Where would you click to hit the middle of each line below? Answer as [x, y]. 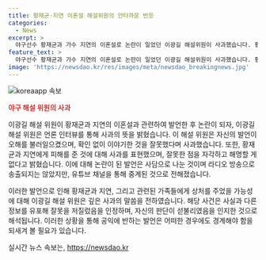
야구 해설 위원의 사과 [40, 107]
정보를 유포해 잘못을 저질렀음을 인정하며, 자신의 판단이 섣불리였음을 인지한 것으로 [133, 210]
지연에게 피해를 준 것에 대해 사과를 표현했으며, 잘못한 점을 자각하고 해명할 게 [140, 154]
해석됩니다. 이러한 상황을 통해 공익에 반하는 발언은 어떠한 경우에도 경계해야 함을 [131, 220]
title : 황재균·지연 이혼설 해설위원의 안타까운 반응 [81, 15]
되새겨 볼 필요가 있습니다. [47, 230]
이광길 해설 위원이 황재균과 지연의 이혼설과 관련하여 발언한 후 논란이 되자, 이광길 [132, 124]
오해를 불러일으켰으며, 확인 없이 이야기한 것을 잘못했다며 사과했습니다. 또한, [124, 144]
